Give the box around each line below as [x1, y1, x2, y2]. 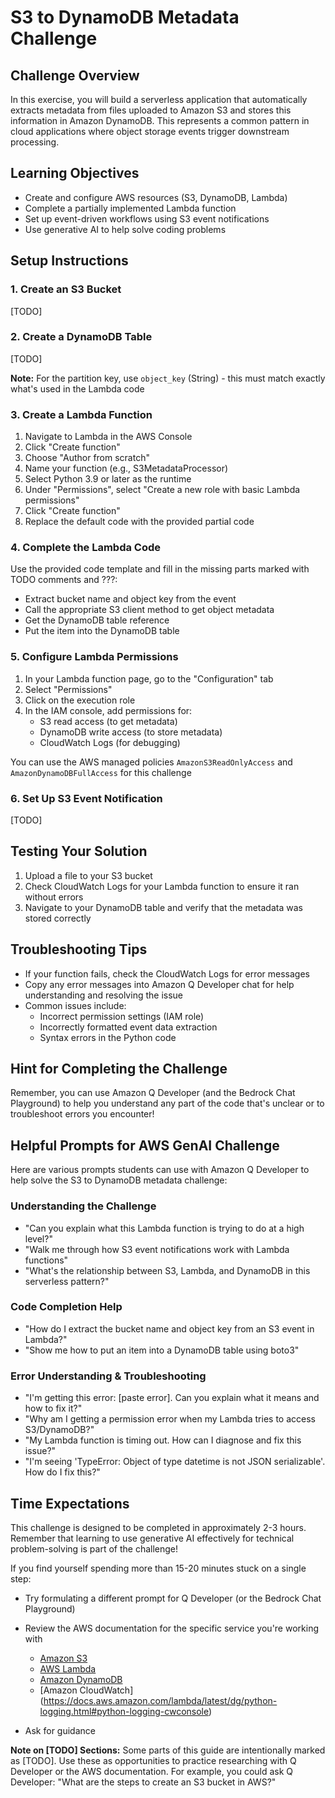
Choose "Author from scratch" [24, 452, 150, 464]
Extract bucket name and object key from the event [24, 593, 237, 605]
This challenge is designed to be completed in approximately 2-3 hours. [10, 1521, 307, 1533]
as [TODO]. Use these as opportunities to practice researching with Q [10, 1754, 297, 1766]
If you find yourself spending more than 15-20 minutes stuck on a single [10, 1562, 307, 1574]
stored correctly [24, 912, 92, 924]
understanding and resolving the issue [24, 989, 183, 1001]
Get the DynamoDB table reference [24, 614, 170, 626]
